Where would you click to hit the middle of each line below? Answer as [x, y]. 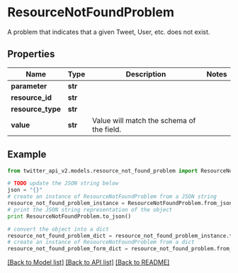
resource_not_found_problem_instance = [66, 203]
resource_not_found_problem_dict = [60, 236]
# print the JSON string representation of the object [90, 209]
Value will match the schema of [144, 120]
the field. [107, 129]
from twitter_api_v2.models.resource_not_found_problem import [103, 170]
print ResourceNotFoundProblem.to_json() [69, 216]
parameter [29, 86]
